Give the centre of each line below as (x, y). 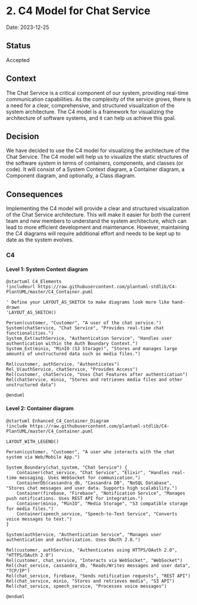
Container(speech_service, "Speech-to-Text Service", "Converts (97, 514)
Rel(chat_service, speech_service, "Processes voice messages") (86, 586)
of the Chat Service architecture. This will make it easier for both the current (98, 215)
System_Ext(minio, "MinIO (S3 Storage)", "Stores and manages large (92, 349)
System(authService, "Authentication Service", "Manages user (84, 534)
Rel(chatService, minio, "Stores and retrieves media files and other (94, 380)
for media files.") (30, 509)
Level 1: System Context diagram (47, 269)
